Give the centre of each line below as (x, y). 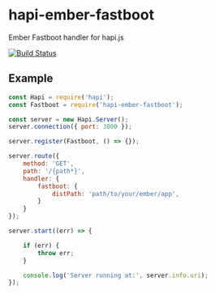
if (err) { (41, 245)
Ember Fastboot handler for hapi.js (66, 37)
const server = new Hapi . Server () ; (69, 119)
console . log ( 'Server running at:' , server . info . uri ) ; (116, 275)
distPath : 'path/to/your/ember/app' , (116, 194)
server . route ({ (34, 156)
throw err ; (56, 253)
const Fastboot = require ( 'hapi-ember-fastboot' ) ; (96, 104)
